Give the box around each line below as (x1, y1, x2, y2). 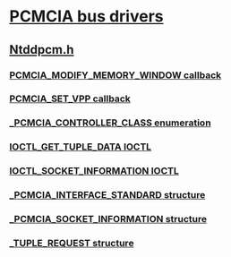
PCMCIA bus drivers (9, 6, 164, 27)
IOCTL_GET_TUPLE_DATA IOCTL (9, 141, 152, 153)
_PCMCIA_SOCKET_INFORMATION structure (9, 213, 208, 226)
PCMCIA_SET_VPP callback (9, 92, 132, 105)
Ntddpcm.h (9, 42, 74, 57)
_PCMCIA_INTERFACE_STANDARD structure (9, 189, 206, 201)
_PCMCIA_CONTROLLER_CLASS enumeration (9, 116, 212, 129)
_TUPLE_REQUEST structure (9, 236, 134, 249)
